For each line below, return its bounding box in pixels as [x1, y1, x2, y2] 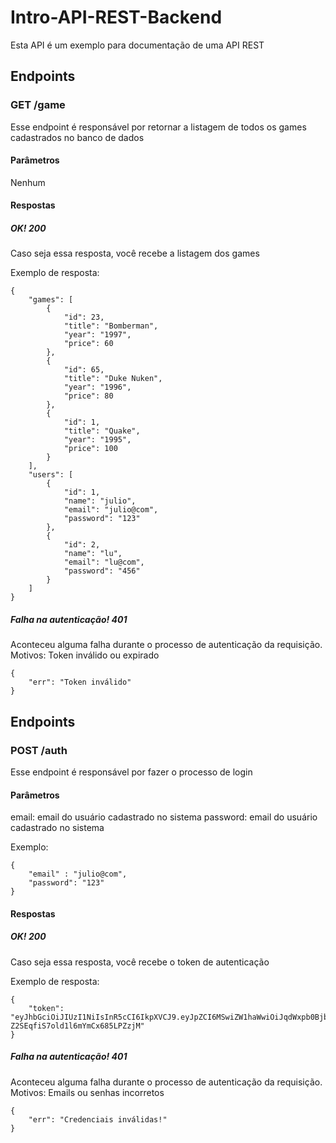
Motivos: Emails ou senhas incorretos [10, 1086, 165, 1098]
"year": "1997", [63, 330, 132, 340]
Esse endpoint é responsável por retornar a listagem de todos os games [10, 121, 307, 133]
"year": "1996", [63, 382, 132, 393]
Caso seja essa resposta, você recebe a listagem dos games [10, 247, 260, 260]
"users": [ [28, 470, 74, 480]
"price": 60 [63, 339, 114, 349]
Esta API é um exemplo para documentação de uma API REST [10, 39, 265, 51]
